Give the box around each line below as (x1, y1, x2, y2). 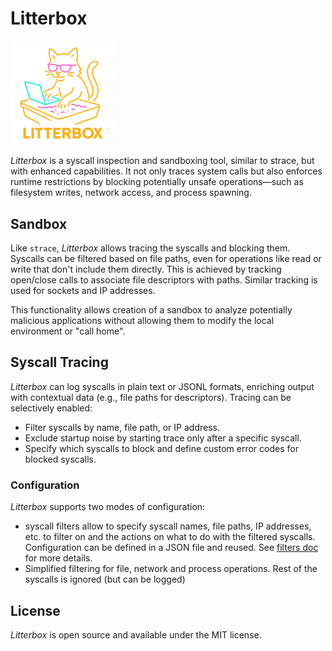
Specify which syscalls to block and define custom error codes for (24, 442, 299, 454)
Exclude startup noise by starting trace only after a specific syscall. (24, 432, 302, 444)
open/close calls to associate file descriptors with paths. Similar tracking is (10, 274, 318, 286)
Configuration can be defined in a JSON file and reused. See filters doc (24, 542, 319, 554)
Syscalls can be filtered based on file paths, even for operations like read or (10, 253, 322, 265)
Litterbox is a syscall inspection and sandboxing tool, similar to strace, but (10, 155, 315, 167)
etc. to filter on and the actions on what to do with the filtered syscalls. (24, 531, 316, 543)
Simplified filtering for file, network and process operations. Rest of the (24, 563, 318, 575)
